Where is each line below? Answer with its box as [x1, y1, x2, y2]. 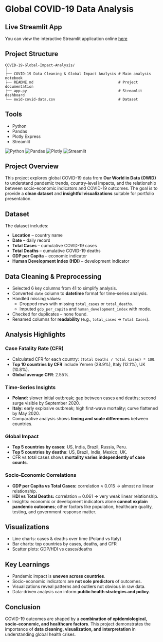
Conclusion [5, 603, 41, 611]
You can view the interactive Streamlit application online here [5, 36, 127, 41]
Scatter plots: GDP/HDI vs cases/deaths [12, 546, 92, 552]
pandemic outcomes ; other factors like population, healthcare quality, [12, 504, 153, 509]
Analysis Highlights [5, 331, 66, 339]
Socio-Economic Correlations [5, 472, 76, 479]
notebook [5, 76, 23, 80]
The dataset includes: [5, 223, 49, 229]
